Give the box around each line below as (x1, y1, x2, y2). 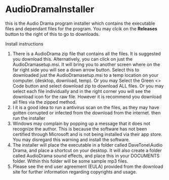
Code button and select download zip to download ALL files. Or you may (12, 82, 164, 89)
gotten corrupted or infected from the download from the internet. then (12, 110, 161, 116)
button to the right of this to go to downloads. (5, 31, 100, 37)
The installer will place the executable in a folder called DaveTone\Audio (12, 142, 163, 148)
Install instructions (5, 40, 44, 47)
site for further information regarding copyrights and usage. (12, 168, 138, 175)
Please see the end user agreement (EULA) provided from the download (12, 163, 163, 169)
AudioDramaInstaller (5, 4, 95, 15)
